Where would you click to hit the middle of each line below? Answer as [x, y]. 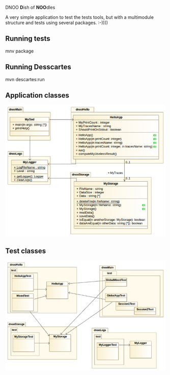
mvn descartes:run [25, 79]
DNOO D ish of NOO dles [30, 7]
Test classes [26, 251]
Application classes [37, 96]
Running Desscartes [38, 67]
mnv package [20, 51]
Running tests [28, 39]
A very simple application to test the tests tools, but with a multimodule [80, 17]
